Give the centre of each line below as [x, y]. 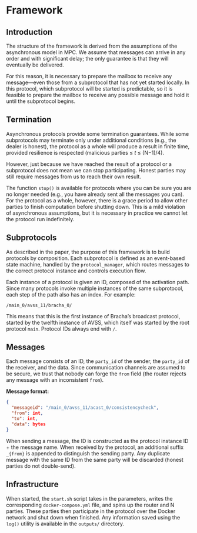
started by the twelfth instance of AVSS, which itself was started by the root [98, 322]
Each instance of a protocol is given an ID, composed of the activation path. [98, 282]
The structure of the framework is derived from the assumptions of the [92, 46]
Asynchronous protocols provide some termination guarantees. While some [98, 134]
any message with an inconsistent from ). [55, 380]
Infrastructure [32, 484]
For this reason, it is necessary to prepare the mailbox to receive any [89, 76]
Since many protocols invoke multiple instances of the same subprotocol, [95, 288]
